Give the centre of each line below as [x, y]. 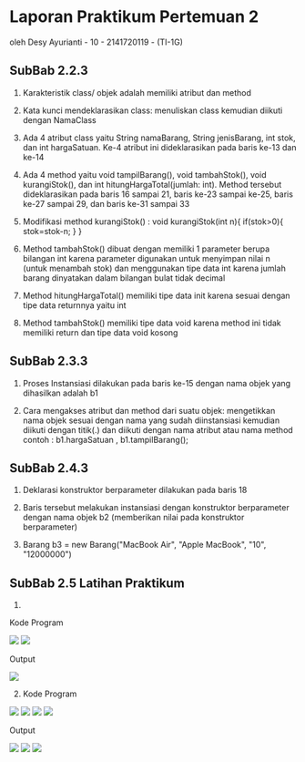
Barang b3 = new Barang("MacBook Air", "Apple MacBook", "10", [144, 545]
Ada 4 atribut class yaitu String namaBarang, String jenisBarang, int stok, [159, 138]
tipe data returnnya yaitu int [74, 305]
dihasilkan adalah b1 [60, 393]
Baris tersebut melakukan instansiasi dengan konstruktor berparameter [156, 508]
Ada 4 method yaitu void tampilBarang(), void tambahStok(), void [144, 174]
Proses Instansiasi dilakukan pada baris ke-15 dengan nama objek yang [157, 383]
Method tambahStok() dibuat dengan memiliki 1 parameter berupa [146, 249]
